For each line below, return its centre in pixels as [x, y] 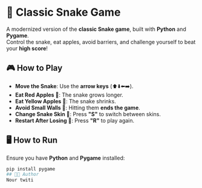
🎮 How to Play [34, 68]
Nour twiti [20, 180]
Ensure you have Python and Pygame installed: [66, 158]
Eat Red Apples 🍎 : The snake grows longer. [69, 95]
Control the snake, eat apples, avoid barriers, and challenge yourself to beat [101, 42]
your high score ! [27, 48]
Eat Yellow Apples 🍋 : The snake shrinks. [65, 101]
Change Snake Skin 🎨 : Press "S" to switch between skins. [88, 114]
